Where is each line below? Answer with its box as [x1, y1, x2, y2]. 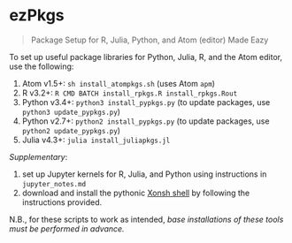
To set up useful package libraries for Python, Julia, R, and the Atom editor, [9, 51, 283, 62]
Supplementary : [9, 151, 68, 162]
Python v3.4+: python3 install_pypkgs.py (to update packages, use [21, 96, 271, 107]
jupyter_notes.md [21, 179, 87, 188]
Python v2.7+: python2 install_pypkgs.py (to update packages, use [21, 116, 270, 126]
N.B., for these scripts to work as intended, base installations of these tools [9, 214, 284, 224]
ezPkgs [9, 5, 65, 26]
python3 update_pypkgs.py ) [21, 106, 121, 117]
